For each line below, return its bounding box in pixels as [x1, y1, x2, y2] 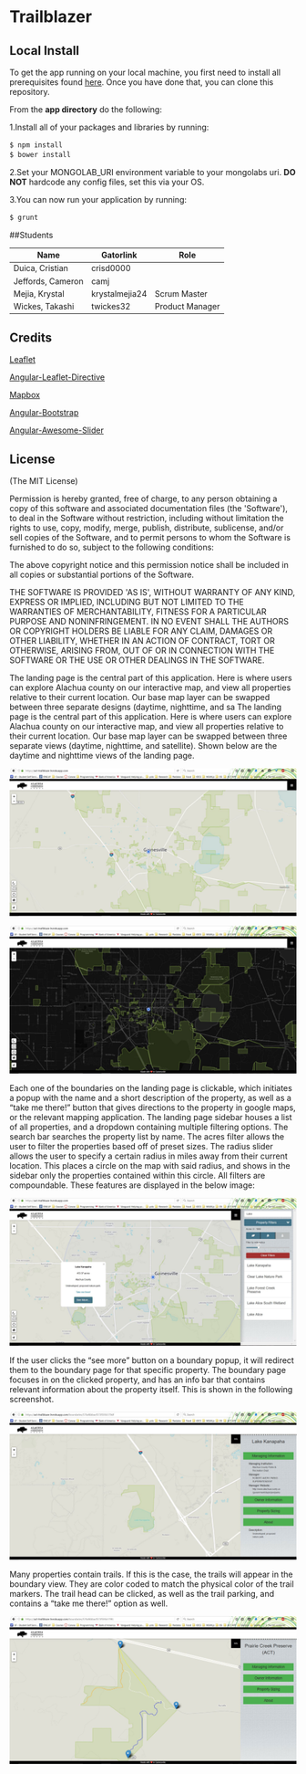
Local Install [9, 43, 80, 58]
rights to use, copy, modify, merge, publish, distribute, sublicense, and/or [9, 522, 284, 533]
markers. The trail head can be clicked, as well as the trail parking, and [9, 1588, 275, 1599]
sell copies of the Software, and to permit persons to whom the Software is [9, 532, 291, 543]
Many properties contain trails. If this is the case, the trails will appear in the [9, 1569, 293, 1580]
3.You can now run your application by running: [9, 194, 188, 205]
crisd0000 [90, 263, 131, 274]
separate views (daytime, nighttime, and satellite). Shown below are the [9, 740, 278, 751]
